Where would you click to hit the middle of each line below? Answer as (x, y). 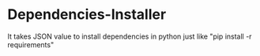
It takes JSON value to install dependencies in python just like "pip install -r (130, 36)
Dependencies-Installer (87, 15)
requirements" (31, 44)
